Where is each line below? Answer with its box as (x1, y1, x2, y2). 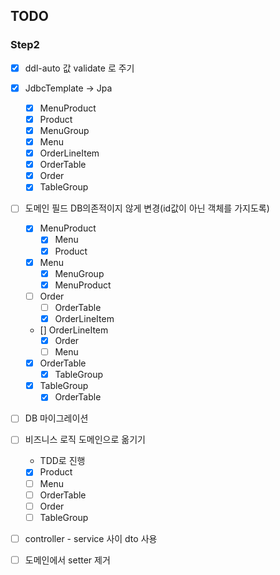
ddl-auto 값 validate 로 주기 (24, 62, 135, 74)
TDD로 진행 (39, 455, 86, 467)
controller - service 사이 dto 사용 (24, 532, 158, 544)
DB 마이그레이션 (24, 412, 89, 424)
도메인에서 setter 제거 (24, 554, 111, 566)
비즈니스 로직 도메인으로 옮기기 (24, 434, 146, 446)
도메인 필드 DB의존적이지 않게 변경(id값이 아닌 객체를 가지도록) (24, 202, 270, 214)
